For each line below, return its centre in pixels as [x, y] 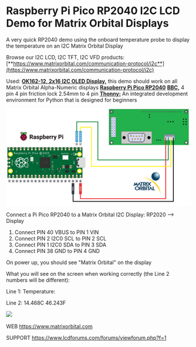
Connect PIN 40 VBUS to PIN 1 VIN [57, 232]
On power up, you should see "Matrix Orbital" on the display [79, 262]
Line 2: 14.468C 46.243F [36, 303]
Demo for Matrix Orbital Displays [87, 23]
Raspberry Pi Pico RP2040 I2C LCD [93, 11]
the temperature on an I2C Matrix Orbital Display [65, 46]
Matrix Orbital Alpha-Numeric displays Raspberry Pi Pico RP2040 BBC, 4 [95, 87]
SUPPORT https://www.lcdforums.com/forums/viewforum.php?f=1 [86, 338]
